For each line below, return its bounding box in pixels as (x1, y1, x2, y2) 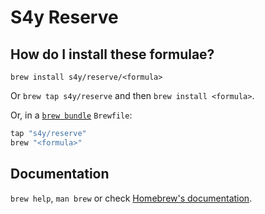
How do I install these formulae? (10, 46, 215, 63)
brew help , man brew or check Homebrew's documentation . (10, 192, 253, 204)
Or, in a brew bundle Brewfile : (10, 109, 133, 121)
